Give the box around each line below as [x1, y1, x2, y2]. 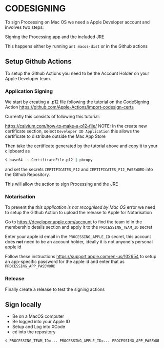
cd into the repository [12, 329, 56, 335]
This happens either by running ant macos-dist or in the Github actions [5, 43, 148, 49]
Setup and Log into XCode [12, 324, 65, 330]
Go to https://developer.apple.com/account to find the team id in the [5, 219, 143, 225]
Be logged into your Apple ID [12, 319, 70, 325]
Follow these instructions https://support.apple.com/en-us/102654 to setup [5, 254, 157, 260]
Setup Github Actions [5, 57, 72, 66]
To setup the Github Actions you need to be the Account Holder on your [5, 70, 150, 76]
